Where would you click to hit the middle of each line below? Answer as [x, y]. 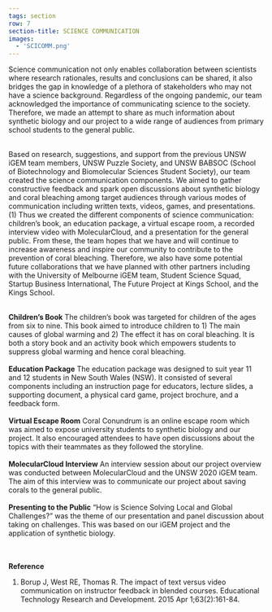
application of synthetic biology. [62, 533]
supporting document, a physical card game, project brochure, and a [124, 395]
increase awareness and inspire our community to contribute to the [121, 250]
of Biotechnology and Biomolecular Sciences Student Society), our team [129, 172]
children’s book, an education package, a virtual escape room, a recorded [132, 224]
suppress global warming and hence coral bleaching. [97, 352]
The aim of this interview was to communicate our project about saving [127, 482]
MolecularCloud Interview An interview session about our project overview [135, 464]
